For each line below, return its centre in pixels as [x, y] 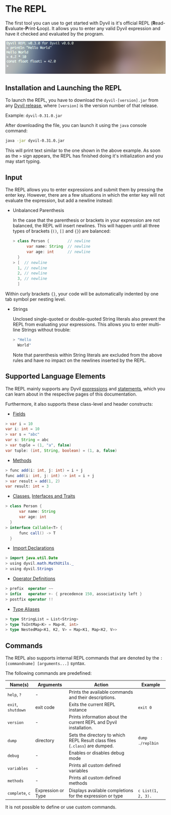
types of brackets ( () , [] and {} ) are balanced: [62, 231]
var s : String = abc [27, 440]
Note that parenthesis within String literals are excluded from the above [87, 355]
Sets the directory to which [97, 735]
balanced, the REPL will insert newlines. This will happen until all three [86, 226]
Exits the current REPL [92, 704]
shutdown [17, 711]
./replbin [148, 744]
